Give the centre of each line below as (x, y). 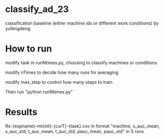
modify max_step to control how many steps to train (59, 82)
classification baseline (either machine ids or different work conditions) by (82, 23)
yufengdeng (18, 28)
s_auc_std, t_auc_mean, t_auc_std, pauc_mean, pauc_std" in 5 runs (75, 131)
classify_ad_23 (37, 9)
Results (21, 112)
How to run (29, 49)
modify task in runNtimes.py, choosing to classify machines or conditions (81, 62)
